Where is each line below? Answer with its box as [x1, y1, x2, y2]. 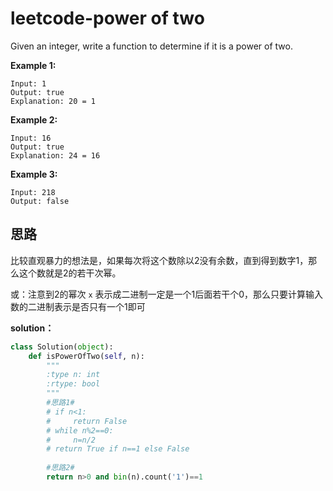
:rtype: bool [46, 379, 101, 389]
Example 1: [10, 59, 57, 71]
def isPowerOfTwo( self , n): [28, 351, 145, 361]
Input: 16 [10, 133, 52, 143]
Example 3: [10, 168, 58, 180]
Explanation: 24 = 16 [10, 150, 101, 161]
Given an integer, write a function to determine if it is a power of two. [10, 40, 293, 52]
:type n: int [46, 370, 101, 380]
